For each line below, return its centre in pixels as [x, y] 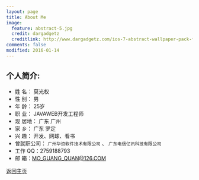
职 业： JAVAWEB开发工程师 [49, 113]
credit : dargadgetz [36, 34]
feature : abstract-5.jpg [42, 28]
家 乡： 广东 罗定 [35, 128]
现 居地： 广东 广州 [38, 121]
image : [14, 23]
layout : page [22, 12]
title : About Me [26, 17]
